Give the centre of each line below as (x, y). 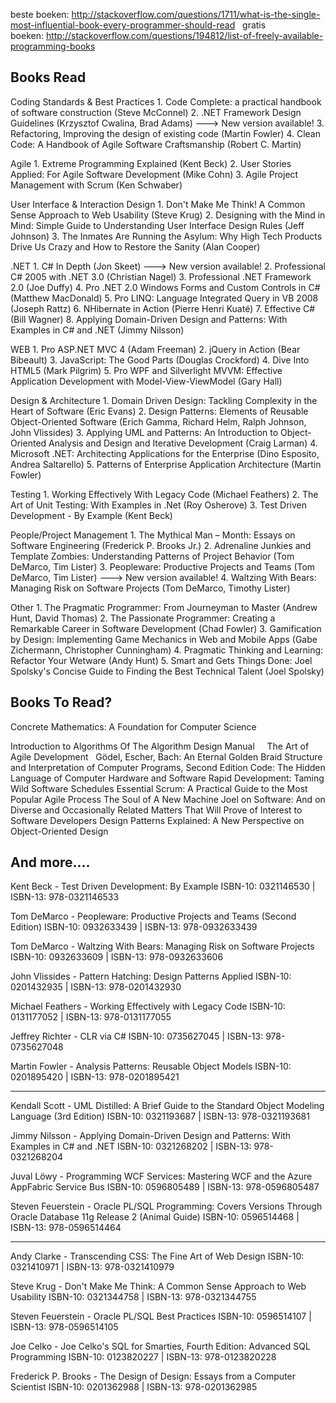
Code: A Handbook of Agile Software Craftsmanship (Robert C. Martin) (156, 144)
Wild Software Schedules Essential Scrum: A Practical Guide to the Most (159, 788)
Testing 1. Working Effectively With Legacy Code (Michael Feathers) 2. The (164, 494)
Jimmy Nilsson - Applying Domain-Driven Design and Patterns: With (151, 1136)
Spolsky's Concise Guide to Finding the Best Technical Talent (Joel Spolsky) (167, 671)
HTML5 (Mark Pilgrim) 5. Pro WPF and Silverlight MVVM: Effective (146, 370)
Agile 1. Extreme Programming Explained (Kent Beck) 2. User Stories (151, 163)
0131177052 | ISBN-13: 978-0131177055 (91, 1017)
